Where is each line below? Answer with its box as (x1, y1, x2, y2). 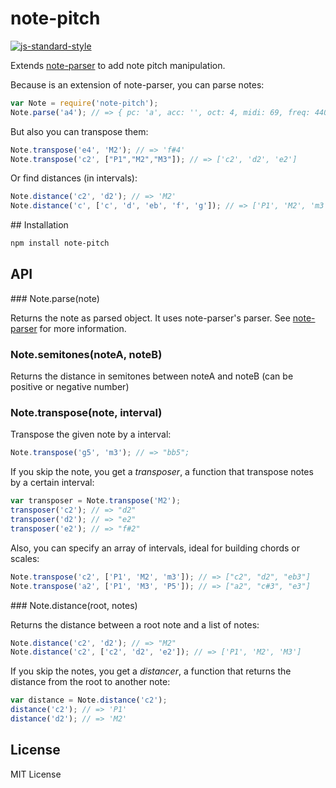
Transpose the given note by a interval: (10, 428, 172, 441)
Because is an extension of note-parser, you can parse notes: (10, 78, 265, 91)
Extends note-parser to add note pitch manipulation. (10, 59, 226, 71)
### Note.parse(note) (10, 292, 100, 304)
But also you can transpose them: (10, 125, 149, 137)
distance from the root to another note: (10, 676, 171, 688)
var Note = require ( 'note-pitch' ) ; (10, 98, 159, 108)
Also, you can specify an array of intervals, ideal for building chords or (10, 542, 301, 554)
